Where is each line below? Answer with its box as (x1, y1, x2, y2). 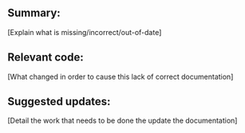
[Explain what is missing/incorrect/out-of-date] (7, 27, 162, 37)
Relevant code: (7, 51, 85, 65)
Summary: (7, 6, 61, 20)
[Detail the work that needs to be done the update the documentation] (7, 115, 238, 126)
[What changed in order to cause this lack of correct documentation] (7, 72, 234, 81)
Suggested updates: (7, 95, 111, 108)
